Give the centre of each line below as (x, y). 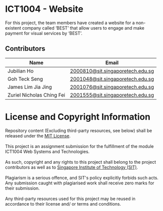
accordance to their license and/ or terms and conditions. (63, 204)
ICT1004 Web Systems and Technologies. (47, 151)
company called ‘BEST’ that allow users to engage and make (83, 28)
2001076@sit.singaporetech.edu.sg (112, 87)
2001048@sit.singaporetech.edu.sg (112, 79)
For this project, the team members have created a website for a (70, 23)
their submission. (23, 188)
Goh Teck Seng (25, 79)
